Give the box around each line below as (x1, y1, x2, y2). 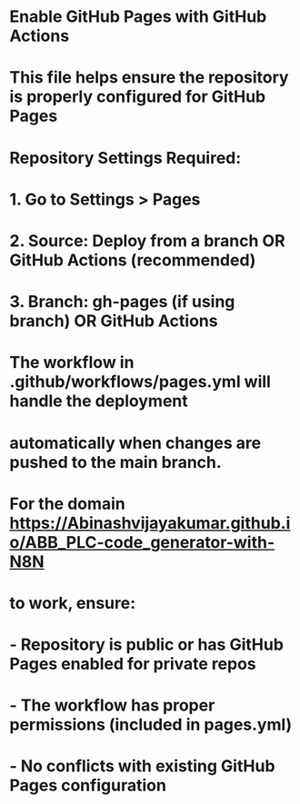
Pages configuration (9, 775, 166, 796)
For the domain (9, 493, 125, 514)
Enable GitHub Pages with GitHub (9, 6, 267, 27)
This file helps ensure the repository (9, 67, 289, 88)
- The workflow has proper (9, 695, 215, 716)
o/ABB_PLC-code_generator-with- (9, 531, 275, 552)
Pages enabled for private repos (9, 654, 256, 674)
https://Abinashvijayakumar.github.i (9, 512, 291, 533)
